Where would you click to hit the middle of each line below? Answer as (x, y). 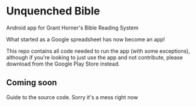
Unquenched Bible (53, 11)
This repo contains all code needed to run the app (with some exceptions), (98, 51)
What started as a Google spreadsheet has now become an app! (86, 39)
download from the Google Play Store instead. (63, 64)
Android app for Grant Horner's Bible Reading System (73, 28)
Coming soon (32, 83)
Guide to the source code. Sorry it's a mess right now (72, 97)
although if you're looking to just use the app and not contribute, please (94, 57)
